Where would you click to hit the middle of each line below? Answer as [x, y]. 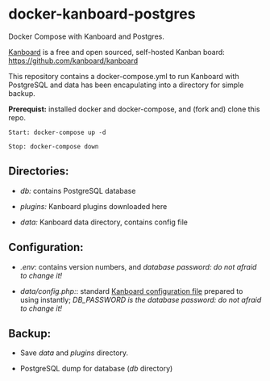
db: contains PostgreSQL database [78, 190]
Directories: [39, 172]
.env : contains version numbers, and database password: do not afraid [138, 266]
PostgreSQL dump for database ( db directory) [96, 369]
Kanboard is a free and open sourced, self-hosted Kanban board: [117, 52]
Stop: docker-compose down [54, 146]
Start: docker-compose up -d [57, 132]
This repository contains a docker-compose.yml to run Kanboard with [124, 76]
